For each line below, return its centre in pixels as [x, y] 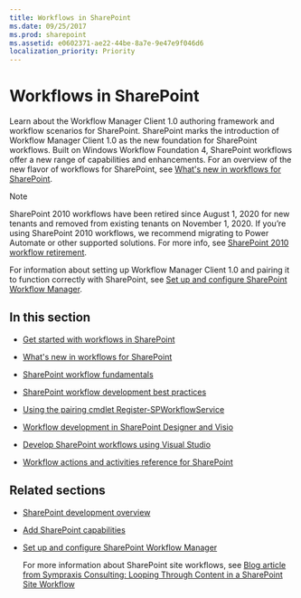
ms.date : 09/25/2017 [48, 26]
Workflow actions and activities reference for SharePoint [127, 461]
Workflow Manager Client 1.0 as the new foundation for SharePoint [133, 140]
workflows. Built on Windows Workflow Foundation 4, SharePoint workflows [150, 150]
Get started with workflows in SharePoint [99, 339]
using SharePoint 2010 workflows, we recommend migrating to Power [139, 233]
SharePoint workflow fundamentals [88, 374]
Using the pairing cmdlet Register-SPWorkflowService [123, 409]
